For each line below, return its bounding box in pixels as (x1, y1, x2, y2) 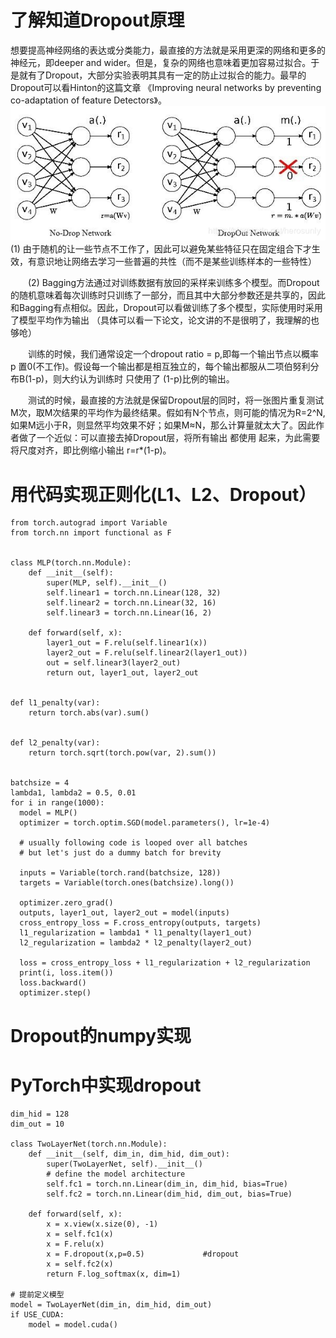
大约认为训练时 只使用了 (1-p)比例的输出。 (61, 373, 235, 385)
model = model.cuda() (28, 1319, 118, 1330)
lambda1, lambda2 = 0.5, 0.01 (10, 788, 137, 798)
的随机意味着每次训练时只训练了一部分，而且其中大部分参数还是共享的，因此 (10, 289, 326, 301)
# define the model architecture (46, 1169, 186, 1179)
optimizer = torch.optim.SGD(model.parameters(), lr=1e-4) (19, 818, 271, 828)
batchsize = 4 (10, 778, 70, 788)
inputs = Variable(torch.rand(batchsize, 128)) (19, 868, 222, 878)
